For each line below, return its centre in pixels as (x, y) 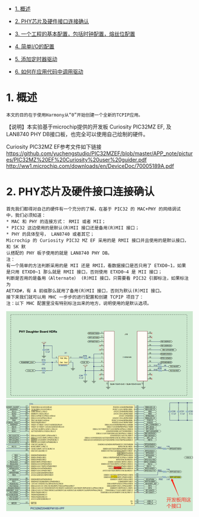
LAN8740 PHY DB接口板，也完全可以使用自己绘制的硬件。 (77, 134)
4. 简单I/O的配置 (34, 46)
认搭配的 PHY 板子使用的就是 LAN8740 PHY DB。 (59, 253)
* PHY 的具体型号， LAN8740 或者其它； (50, 234)
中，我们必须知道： (26, 215)
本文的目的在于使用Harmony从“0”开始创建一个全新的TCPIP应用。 (75, 115)
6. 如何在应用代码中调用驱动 (49, 72)
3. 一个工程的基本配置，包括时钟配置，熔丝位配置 (75, 34)
